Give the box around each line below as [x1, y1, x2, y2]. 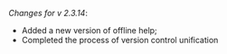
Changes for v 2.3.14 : [8, 8, 88, 18]
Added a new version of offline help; [21, 25, 157, 35]
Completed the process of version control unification [21, 35, 219, 45]
